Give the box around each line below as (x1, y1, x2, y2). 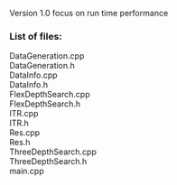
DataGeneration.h (9, 60, 75, 71)
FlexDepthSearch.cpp (9, 89, 90, 100)
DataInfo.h (9, 79, 48, 90)
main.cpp (9, 166, 44, 177)
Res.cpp (9, 127, 41, 138)
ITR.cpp (9, 108, 39, 119)
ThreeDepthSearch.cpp (9, 146, 98, 157)
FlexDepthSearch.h (9, 98, 81, 109)
